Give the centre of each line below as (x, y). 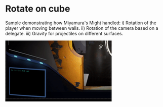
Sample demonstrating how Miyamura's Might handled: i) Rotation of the (81, 23)
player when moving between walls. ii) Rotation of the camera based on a (82, 28)
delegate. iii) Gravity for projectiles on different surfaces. (64, 33)
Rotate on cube (38, 9)
